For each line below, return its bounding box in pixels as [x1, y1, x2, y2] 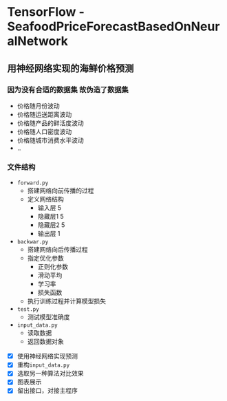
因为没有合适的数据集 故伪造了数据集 [7, 85, 129, 94]
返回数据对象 [27, 338, 64, 346]
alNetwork [7, 34, 69, 49]
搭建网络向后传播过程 [27, 246, 88, 254]
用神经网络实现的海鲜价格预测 [7, 63, 134, 74]
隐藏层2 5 [37, 221, 65, 229]
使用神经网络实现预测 [17, 352, 78, 360]
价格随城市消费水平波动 [17, 136, 84, 144]
